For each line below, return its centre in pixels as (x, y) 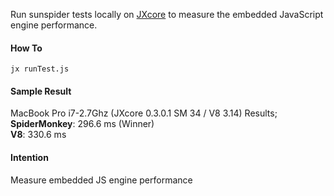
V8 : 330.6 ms (38, 135)
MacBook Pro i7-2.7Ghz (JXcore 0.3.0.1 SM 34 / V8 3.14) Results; (144, 113)
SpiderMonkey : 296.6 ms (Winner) (82, 124)
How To (26, 48)
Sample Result (41, 91)
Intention (29, 157)
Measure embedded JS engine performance (101, 180)
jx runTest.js (40, 69)
